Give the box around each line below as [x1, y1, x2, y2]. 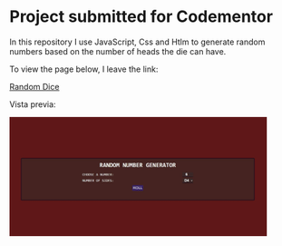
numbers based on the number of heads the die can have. [9, 45, 227, 56]
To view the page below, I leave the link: [9, 64, 159, 74]
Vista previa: [9, 98, 56, 110]
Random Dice [9, 81, 60, 92]
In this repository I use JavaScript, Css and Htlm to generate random [9, 36, 266, 47]
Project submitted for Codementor [9, 6, 274, 27]
